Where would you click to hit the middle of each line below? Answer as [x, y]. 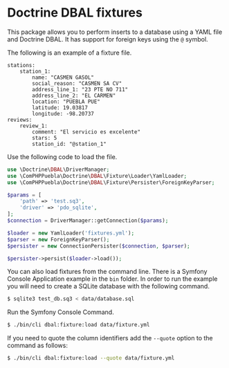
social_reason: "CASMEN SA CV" [77, 83]
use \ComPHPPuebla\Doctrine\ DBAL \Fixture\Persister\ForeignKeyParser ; [111, 182]
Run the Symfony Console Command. [61, 312]
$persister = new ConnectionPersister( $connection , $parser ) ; [99, 246]
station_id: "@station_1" [70, 144]
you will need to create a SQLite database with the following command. [108, 286]
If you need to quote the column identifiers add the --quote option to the [110, 338]
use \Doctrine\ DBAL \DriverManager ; [58, 169]
